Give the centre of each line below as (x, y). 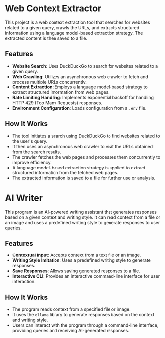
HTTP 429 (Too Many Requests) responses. (57, 103)
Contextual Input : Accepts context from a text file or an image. (77, 255)
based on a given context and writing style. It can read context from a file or (82, 217)
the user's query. (30, 141)
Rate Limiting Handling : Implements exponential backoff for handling (83, 97)
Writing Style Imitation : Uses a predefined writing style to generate (82, 260)
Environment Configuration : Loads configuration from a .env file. (79, 108)
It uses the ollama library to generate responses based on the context (83, 315)
